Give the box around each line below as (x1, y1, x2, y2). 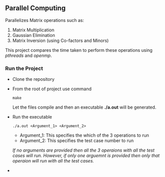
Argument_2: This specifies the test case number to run (19, 138, 134, 144)
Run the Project (5, 65, 43, 72)
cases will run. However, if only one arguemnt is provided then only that (12, 153, 160, 159)
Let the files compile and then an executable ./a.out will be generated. (12, 104, 157, 110)
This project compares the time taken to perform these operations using (5, 47, 153, 53)
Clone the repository (12, 76, 55, 82)
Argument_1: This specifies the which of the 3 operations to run (19, 132, 149, 139)
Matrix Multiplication (12, 27, 55, 33)
